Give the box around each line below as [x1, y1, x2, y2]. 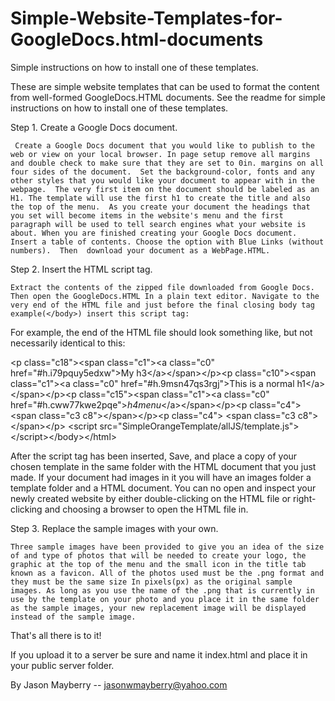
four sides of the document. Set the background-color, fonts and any [10, 167, 315, 177]
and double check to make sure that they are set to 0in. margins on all [10, 158, 325, 168]
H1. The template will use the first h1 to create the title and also [10, 193, 311, 203]
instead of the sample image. [10, 612, 137, 622]
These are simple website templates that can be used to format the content [10, 80, 320, 92]
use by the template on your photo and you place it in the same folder [10, 594, 320, 604]
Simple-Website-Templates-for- [10, 7, 283, 30]
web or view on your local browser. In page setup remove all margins [10, 149, 311, 159]
